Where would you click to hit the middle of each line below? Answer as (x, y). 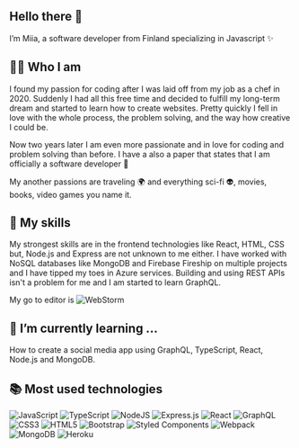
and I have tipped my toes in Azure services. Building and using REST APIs (147, 273)
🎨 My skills (40, 223)
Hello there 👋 (46, 17)
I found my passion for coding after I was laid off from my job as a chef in (145, 89)
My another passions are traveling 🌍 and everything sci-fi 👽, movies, (138, 182)
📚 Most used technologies (86, 389)
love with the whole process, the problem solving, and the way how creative (150, 117)
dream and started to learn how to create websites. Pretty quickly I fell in (144, 108)
